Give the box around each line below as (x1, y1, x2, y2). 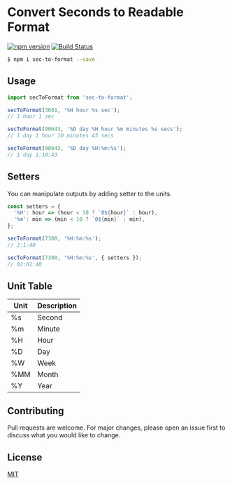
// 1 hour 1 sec (7, 113, 55, 120)
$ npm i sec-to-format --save (7, 55, 96, 63)
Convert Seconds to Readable (7, 4, 184, 20)
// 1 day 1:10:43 (7, 151, 58, 158)
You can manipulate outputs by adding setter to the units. (7, 189, 173, 198)
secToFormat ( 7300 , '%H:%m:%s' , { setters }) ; (7, 254, 142, 261)
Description (37, 301, 78, 310)
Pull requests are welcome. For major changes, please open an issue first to (7, 423, 226, 432)
